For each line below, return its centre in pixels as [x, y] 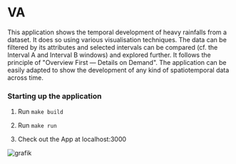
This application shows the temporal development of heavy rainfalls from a [117, 32]
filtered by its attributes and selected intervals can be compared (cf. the [113, 47]
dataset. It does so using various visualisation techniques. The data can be [117, 39]
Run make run [37, 125]
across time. [26, 77]
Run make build [40, 112]
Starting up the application [55, 96]
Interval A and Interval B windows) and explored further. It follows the [109, 55]
